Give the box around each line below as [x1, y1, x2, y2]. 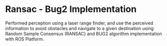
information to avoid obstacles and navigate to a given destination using [5, 25, 154, 31]
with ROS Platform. [5, 36, 44, 42]
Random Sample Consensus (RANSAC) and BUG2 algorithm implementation [5, 30, 162, 36]
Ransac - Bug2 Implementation [5, 3, 137, 15]
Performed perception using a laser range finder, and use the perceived [5, 20, 153, 26]
